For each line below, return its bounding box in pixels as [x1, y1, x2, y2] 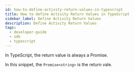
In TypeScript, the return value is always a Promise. [5, 52, 108, 58]
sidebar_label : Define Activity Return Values [5, 16, 101, 21]
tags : [5, 25, 16, 30]
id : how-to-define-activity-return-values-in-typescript [5, 7, 123, 12]
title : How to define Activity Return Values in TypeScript [5, 12, 130, 17]
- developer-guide [9, 30, 47, 35]
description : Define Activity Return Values [5, 20, 97, 26]
